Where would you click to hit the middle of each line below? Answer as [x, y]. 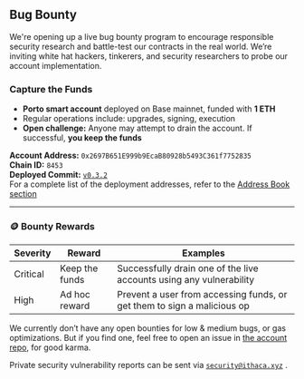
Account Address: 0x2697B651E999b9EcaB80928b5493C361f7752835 [130, 155]
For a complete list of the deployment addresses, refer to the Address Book [150, 184]
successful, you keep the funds [82, 138]
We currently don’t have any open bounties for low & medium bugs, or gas [148, 328]
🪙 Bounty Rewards [52, 227]
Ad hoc [75, 295]
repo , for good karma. [50, 347]
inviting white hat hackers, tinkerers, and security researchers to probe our [148, 56]
